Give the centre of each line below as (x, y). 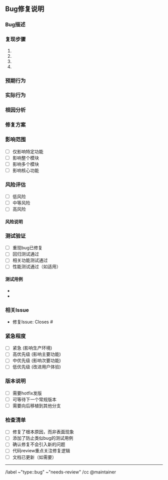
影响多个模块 (25, 164)
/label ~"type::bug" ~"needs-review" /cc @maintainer (61, 472)
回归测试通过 (25, 254)
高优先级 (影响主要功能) (36, 354)
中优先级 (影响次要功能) (36, 360)
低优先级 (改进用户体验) (36, 367)
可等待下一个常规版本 (34, 399)
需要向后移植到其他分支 (36, 406)
